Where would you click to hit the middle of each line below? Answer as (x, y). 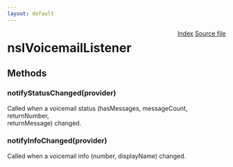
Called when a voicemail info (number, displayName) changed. (97, 156)
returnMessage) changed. (44, 123)
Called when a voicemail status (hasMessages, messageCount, (97, 108)
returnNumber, (28, 116)
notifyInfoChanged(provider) (57, 141)
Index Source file (202, 33)
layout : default (31, 14)
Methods (27, 73)
